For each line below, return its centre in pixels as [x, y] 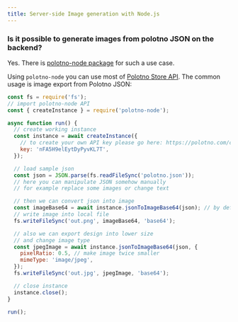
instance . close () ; [41, 292]
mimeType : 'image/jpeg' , [57, 260]
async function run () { [42, 123]
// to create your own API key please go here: [91, 143]
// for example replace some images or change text [92, 188]
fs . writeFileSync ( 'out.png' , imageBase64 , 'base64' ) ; [95, 221]
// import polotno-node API [49, 103]
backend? [25, 47]
